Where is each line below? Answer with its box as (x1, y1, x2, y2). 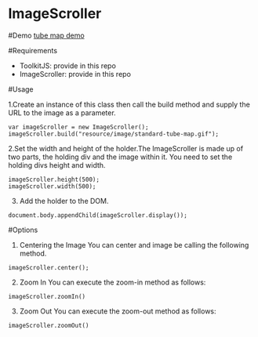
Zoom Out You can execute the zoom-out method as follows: (19, 306, 217, 316)
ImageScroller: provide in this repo (19, 69, 132, 78)
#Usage (8, 84, 34, 94)
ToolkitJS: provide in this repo (19, 60, 116, 71)
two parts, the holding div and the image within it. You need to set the (8, 152, 233, 161)
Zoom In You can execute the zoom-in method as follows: (19, 277, 206, 287)
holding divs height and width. (8, 160, 106, 169)
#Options (8, 225, 38, 234)
